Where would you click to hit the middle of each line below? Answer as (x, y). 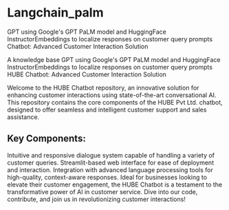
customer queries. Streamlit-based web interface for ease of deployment (111, 162)
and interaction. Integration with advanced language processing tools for (110, 169)
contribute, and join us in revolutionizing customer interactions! (96, 199)
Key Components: (46, 139)
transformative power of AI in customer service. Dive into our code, (102, 191)
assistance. (23, 117)
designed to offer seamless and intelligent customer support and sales (107, 109)
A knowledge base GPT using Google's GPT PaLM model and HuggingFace (114, 59)
